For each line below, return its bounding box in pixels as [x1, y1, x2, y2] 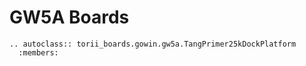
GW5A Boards [9, 6, 130, 29]
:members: [18, 47, 59, 58]
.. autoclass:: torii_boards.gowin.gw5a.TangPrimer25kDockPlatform [9, 39, 297, 49]
